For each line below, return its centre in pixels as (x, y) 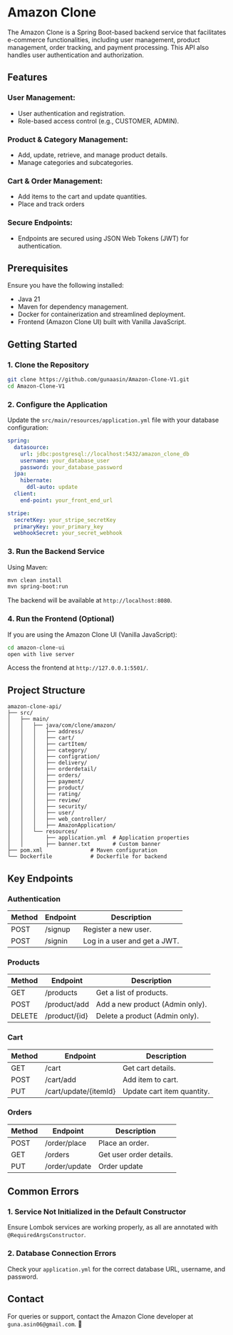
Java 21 (29, 299)
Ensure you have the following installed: (66, 286)
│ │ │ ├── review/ (44, 800)
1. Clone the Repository (48, 365)
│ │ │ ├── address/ (46, 732)
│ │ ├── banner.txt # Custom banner (84, 844)
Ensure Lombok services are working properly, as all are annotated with (113, 1227)
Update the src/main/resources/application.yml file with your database (113, 420)
